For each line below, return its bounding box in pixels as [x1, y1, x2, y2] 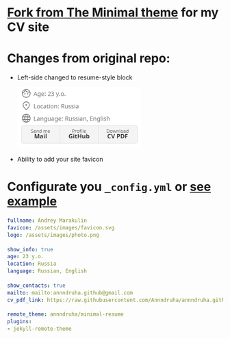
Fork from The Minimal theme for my [7, 5, 219, 21]
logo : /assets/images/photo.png [7, 231, 99, 238]
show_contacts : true [7, 282, 66, 289]
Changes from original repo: [7, 51, 170, 66]
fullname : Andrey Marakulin [7, 217, 88, 224]
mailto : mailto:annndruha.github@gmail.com [7, 289, 133, 296]
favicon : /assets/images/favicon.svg [7, 224, 115, 231]
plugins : [7, 318, 32, 325]
